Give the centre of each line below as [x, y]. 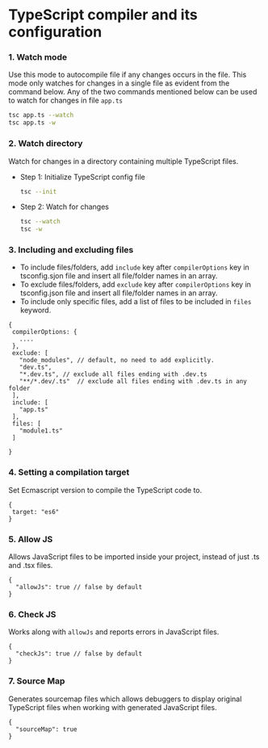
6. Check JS [32, 614]
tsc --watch [40, 222]
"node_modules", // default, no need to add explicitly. [117, 361]
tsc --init [38, 191]
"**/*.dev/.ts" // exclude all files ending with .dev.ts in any [133, 382]
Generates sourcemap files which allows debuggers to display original [125, 699]
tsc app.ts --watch [41, 115]
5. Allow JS [31, 539]
